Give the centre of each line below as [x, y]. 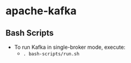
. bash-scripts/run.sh [51, 54]
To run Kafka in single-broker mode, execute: [70, 47]
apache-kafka [41, 11]
